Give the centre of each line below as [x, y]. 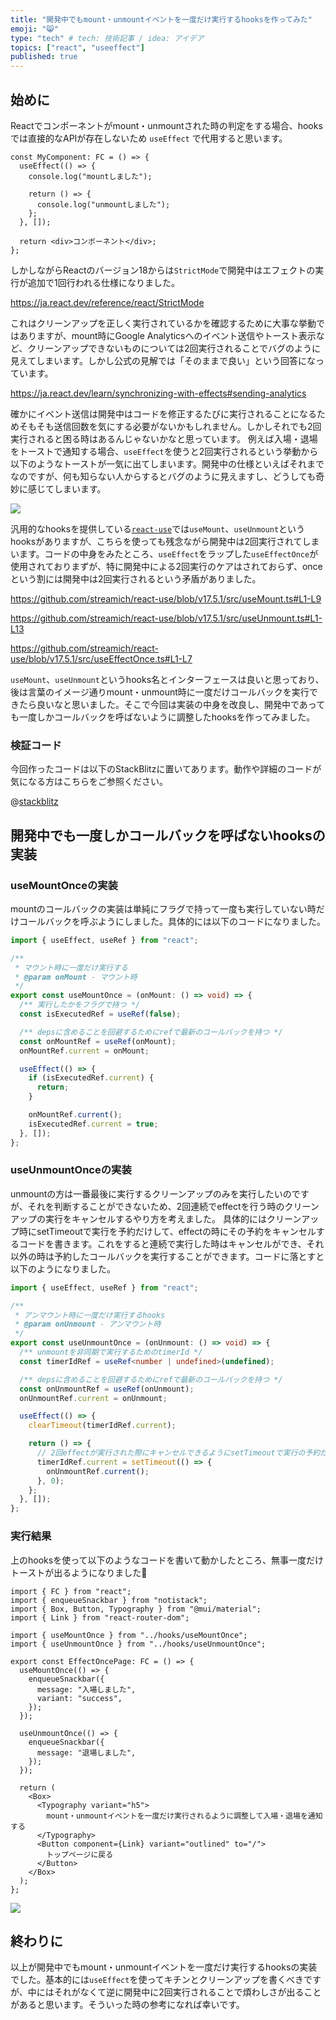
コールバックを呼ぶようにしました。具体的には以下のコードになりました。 [172, 921]
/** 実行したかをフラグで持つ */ [80, 1005]
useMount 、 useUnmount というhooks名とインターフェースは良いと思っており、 [167, 679]
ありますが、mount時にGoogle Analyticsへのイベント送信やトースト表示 [167, 335]
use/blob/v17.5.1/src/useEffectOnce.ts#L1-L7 [101, 658]
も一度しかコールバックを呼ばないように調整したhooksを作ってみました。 [163, 717]
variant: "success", [79, 1698]
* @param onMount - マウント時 [76, 977]
